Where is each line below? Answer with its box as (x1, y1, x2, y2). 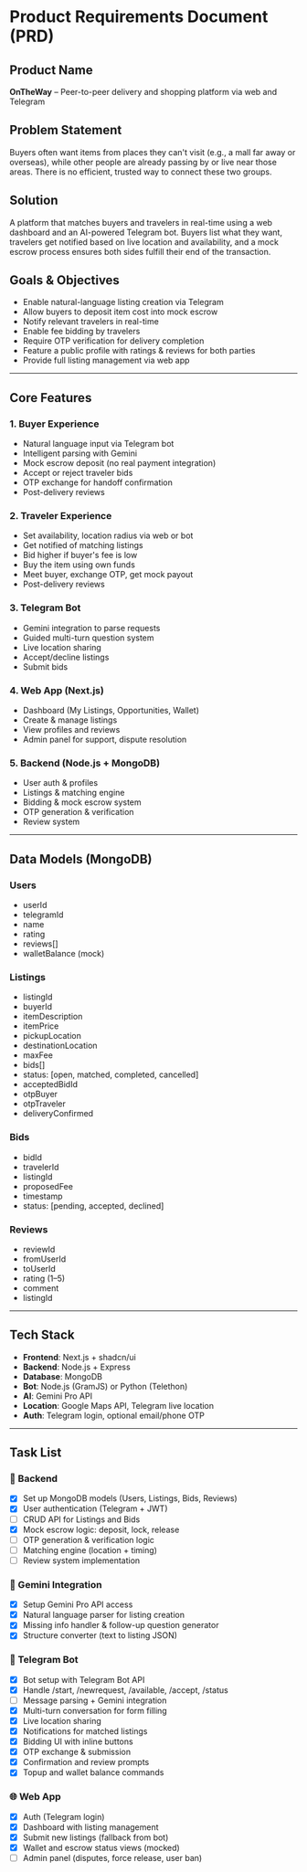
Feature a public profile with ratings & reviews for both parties (22, 345, 256, 356)
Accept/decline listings (22, 651, 110, 662)
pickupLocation (22, 1031, 82, 1042)
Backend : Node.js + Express (22, 1361, 131, 1372)
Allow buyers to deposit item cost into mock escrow (22, 306, 218, 317)
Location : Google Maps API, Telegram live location (22, 1400, 215, 1411)
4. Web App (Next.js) (9, 683, 105, 696)
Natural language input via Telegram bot (22, 439, 175, 449)
